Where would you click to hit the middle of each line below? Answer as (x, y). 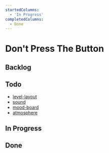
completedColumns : (24, 19)
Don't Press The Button (55, 49)
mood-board (26, 107)
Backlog (18, 67)
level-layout (25, 97)
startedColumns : (22, 10)
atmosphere (25, 112)
